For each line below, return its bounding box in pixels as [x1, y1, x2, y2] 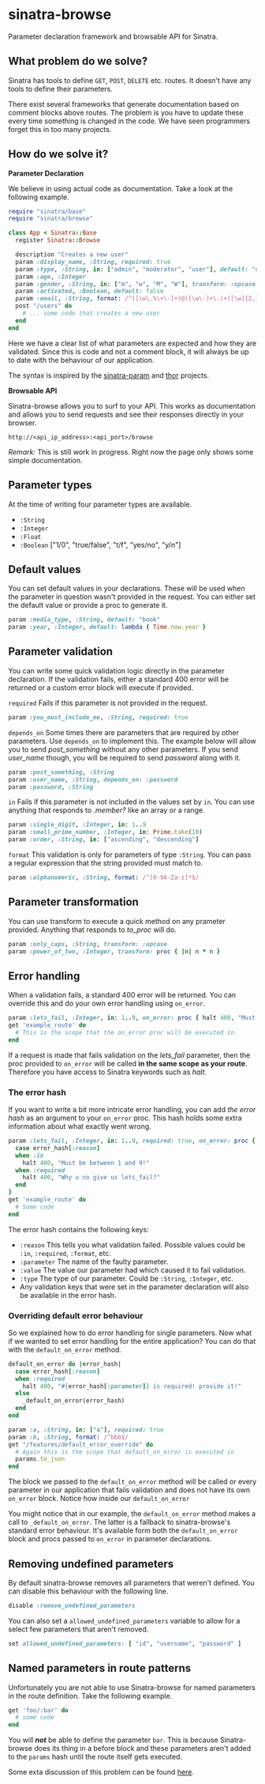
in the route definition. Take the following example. [8, 1691, 173, 1700]
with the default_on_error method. [8, 1345, 122, 1354]
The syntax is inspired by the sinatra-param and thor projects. [8, 370, 210, 380]
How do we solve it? [8, 148, 109, 161]
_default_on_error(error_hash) [22, 1397, 125, 1405]
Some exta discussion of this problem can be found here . [8, 1767, 195, 1777]
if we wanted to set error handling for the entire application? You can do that [8, 1336, 256, 1345]
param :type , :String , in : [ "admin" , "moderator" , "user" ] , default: [15, 265, 248, 273]
